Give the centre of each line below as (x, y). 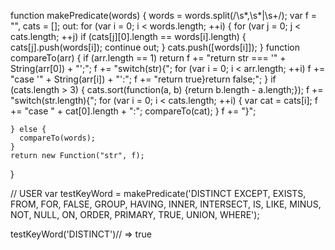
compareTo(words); (58, 138)
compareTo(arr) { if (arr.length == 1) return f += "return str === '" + (148, 58)
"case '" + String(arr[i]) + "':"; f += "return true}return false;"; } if (143, 79)
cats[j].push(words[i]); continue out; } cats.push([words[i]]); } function (155, 47)
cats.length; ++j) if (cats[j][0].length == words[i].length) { (128, 36)
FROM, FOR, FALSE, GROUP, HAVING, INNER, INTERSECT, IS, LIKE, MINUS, (166, 204)
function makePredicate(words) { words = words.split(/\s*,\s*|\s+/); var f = (164, 15)
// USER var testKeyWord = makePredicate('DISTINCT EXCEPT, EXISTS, (158, 193)
